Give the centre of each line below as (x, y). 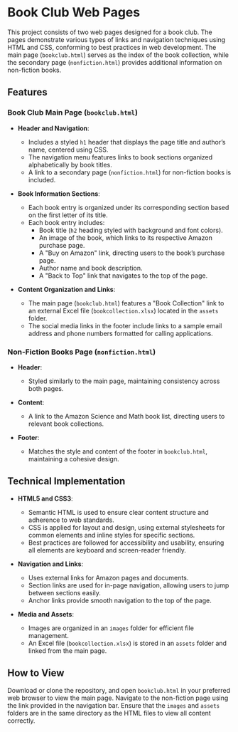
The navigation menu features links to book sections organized (120, 157)
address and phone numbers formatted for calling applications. (120, 333)
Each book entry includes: (66, 222)
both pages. (46, 388)
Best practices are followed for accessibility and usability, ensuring (126, 543)
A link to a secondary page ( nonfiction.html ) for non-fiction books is (130, 172)
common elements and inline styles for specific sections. (112, 535)
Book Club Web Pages (74, 12)
